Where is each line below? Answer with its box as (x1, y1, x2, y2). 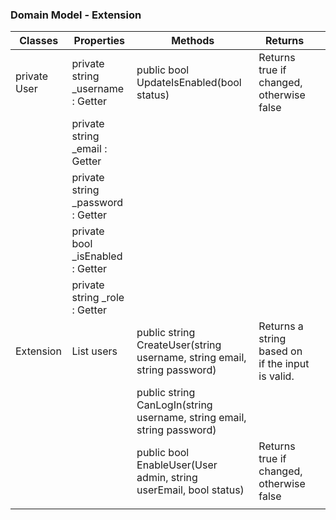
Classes (19, 34, 59, 48)
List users (71, 344, 118, 358)
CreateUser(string (136, 338, 222, 352)
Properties (73, 34, 125, 48)
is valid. (258, 369, 295, 383)
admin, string (136, 471, 198, 485)
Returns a (258, 319, 304, 333)
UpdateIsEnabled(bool (136, 76, 242, 90)
